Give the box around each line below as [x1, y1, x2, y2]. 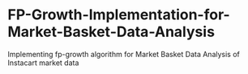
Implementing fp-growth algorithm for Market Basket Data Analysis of [7, 49, 241, 59]
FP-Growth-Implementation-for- [7, 6, 230, 24]
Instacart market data [7, 58, 79, 68]
